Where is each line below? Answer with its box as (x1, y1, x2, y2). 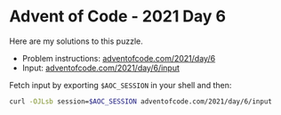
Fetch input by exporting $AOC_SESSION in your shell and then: (9, 79, 232, 90)
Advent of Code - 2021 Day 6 (9, 6, 227, 27)
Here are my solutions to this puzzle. (9, 36, 144, 46)
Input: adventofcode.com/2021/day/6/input (21, 62, 181, 73)
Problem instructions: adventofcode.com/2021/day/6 (21, 53, 216, 63)
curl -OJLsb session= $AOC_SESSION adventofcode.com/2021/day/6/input (9, 96, 273, 106)
